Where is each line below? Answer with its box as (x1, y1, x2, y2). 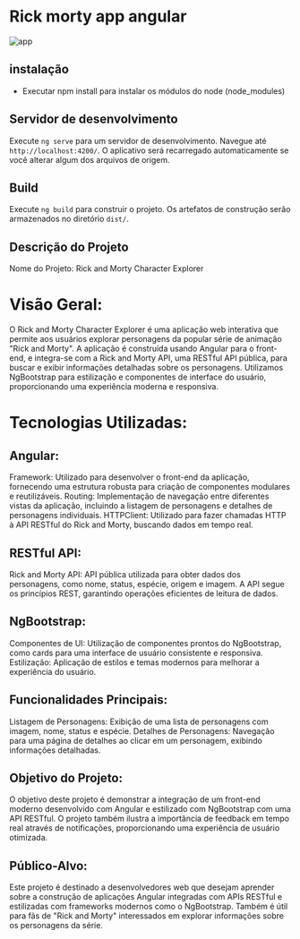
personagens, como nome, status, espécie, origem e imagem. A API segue (9, 578, 285, 589)
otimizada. (9, 832, 48, 843)
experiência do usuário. (9, 666, 97, 677)
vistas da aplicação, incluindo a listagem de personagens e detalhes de (9, 500, 273, 511)
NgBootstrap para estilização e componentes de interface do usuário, (9, 371, 267, 382)
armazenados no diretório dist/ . (9, 213, 130, 225)
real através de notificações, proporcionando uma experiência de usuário (9, 823, 280, 833)
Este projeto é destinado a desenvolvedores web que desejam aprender (9, 882, 275, 892)
